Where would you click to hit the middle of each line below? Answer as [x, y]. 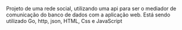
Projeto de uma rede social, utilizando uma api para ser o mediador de [91, 9]
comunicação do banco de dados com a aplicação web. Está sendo [88, 15]
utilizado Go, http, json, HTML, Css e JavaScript [64, 21]
